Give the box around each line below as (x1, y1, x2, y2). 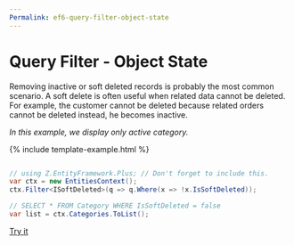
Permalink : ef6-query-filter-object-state (9, 12, 169, 22)
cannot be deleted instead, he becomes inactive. (9, 109, 189, 120)
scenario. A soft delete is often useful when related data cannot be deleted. (9, 90, 286, 101)
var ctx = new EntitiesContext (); (9, 177, 138, 186)
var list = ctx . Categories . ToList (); (9, 210, 150, 219)
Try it (9, 225, 29, 236)
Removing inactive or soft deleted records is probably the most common (9, 81, 274, 92)
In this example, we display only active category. (9, 127, 189, 137)
